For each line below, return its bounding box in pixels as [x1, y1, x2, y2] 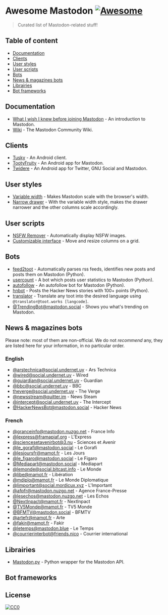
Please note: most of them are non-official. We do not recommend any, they [5, 337, 163, 343]
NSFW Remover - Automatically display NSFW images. [12, 233, 127, 238]
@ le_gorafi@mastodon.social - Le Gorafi [12, 445, 97, 451]
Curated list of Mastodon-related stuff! [17, 22, 98, 28]
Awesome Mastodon [5, 5, 93, 17]
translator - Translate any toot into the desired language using [12, 293, 141, 299]
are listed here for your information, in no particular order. [5, 342, 125, 349]
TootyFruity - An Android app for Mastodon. [12, 160, 104, 166]
